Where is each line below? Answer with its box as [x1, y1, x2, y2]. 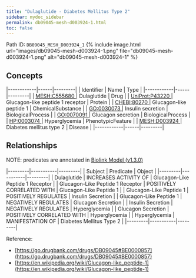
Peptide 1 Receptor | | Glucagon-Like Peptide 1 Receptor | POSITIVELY [6, 180, 177, 187]
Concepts [6, 71, 43, 81]
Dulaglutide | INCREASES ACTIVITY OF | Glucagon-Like [54, 174, 190, 181]
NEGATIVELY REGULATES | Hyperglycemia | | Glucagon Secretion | [6, 205, 170, 212]
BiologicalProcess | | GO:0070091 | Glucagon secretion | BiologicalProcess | [6, 111, 191, 118]
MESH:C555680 [35, 92, 75, 100]
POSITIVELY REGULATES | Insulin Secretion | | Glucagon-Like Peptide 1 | [6, 192, 182, 200]
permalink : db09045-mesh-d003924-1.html [6, 19, 107, 25]
